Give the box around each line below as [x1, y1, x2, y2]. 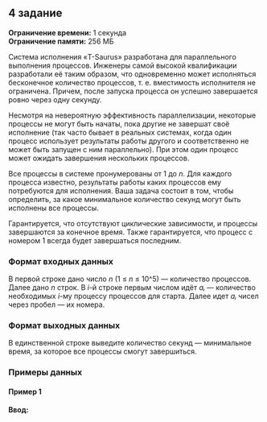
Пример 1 [8, 387, 42, 396]
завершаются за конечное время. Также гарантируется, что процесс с [8, 227, 253, 237]
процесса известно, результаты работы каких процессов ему [8, 177, 222, 187]
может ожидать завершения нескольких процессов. [8, 153, 190, 163]
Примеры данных [8, 366, 83, 378]
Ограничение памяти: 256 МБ [8, 36, 114, 46]
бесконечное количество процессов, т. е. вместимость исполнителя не [8, 77, 256, 87]
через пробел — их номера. [8, 300, 105, 309]
